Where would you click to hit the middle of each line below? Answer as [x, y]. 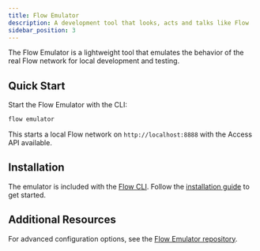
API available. [30, 143]
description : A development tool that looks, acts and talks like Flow [128, 23]
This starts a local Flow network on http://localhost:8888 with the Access [130, 134]
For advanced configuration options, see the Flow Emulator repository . [123, 238]
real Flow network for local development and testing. [94, 61]
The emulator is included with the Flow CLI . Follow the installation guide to [129, 186]
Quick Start [37, 86]
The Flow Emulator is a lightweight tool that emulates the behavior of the [126, 53]
